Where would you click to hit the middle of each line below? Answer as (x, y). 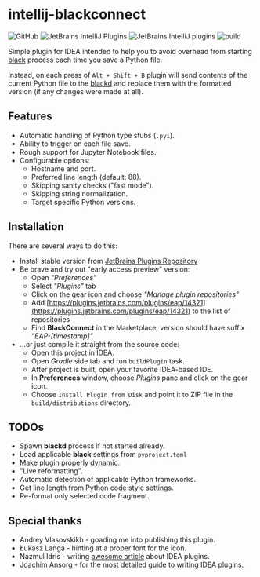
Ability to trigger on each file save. (75, 144)
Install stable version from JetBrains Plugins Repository (108, 261)
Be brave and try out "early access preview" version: (105, 269)
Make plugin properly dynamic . (70, 463)
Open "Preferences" (64, 277)
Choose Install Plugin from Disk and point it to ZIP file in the (132, 394)
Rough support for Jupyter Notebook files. (88, 152)
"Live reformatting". (51, 471)
